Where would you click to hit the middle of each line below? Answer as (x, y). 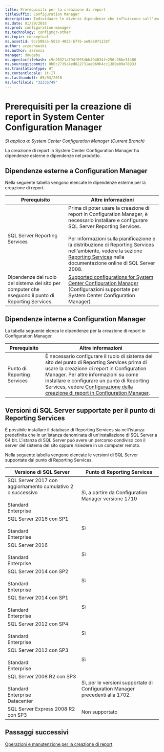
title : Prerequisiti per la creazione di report (55, 10)
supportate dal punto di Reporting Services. (49, 460)
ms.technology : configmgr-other (38, 32)
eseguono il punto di (31, 295)
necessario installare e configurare (108, 221)
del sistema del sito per (34, 283)
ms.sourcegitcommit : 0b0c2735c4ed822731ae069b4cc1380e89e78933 (71, 64)
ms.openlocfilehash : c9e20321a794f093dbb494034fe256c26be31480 (71, 60)
